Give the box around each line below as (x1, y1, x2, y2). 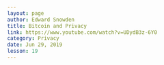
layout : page (7, 9, 44, 17)
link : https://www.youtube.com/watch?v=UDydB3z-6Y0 (7, 28, 157, 36)
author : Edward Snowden (7, 16, 75, 23)
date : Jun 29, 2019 (7, 41, 63, 48)
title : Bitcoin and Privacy (7, 22, 87, 29)
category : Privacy (7, 35, 59, 42)
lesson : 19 (7, 48, 38, 55)
